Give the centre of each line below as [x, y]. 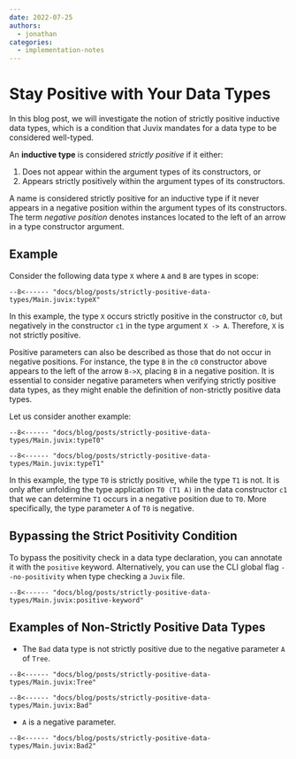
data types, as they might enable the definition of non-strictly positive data [145, 390]
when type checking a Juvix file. [126, 576]
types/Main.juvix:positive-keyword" [76, 600]
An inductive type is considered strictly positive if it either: [116, 155]
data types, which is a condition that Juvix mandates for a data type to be [143, 128]
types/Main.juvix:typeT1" [57, 463]
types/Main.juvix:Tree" [53, 682]
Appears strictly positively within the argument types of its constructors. [153, 182]
